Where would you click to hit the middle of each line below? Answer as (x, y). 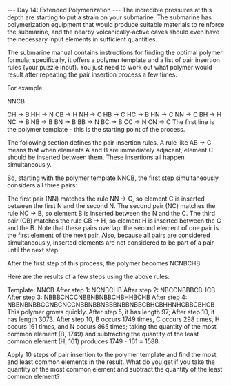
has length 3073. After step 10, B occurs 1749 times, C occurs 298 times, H (113, 319)
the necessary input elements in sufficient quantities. (82, 39)
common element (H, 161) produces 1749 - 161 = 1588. (84, 341)
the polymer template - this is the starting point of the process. (96, 129)
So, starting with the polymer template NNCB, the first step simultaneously (113, 178)
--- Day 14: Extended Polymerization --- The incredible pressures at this (110, 10)
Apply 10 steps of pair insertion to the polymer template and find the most (112, 355)
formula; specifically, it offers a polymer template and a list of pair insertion (114, 60)
